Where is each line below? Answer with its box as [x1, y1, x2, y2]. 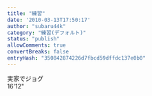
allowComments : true [7, 42, 67, 49]
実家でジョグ [7, 74, 43, 82]
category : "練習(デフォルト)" [7, 29, 87, 36]
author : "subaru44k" [7, 23, 67, 29]
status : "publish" [7, 36, 60, 43]
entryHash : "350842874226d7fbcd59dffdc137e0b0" [7, 55, 146, 62]
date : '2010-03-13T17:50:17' [7, 16, 91, 23]
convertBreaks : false [7, 49, 69, 56]
